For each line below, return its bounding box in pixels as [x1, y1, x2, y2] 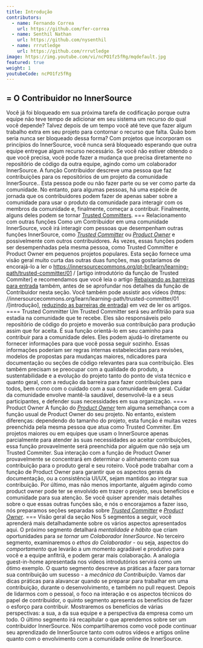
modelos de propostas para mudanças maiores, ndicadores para [6, 353, 167, 360]
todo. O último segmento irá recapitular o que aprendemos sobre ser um [6, 616, 187, 623]
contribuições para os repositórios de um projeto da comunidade [6, 173, 168, 181]
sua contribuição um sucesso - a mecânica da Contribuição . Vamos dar [6, 571, 186, 579]
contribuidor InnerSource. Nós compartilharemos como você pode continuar [6, 623, 197, 630]
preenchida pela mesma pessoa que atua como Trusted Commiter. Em [6, 423, 181, 431]
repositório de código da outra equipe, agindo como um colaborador [6, 161, 177, 168]
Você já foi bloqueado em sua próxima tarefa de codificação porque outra [6, 109, 190, 117]
